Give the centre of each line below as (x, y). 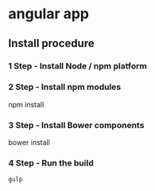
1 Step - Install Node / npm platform (77, 66)
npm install (26, 104)
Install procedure (51, 43)
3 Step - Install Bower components (76, 125)
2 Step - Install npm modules (65, 87)
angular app (49, 14)
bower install (29, 142)
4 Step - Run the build (51, 163)
